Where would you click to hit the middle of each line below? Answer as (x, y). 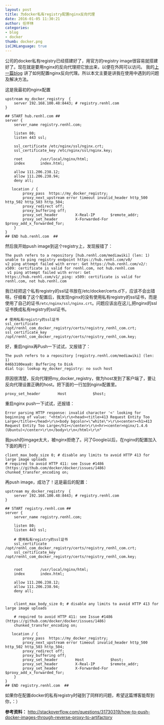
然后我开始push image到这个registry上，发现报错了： (59, 246)
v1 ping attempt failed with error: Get (49, 272)
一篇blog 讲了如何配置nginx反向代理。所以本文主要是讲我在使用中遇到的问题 (82, 73)
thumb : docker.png (24, 42)
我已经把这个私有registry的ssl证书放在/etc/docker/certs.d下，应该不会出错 (80, 291)
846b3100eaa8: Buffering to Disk (39, 364)
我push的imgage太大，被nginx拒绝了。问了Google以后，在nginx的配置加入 (81, 439)
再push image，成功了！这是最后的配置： (47, 482)
